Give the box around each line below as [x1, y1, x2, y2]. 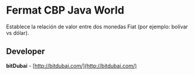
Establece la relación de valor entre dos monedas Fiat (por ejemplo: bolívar [6, 23, 189, 30]
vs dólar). [6, 29, 29, 36]
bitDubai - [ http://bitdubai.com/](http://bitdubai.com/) [6, 62, 137, 69]
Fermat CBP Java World [6, 4, 125, 17]
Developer [6, 47, 45, 57]
